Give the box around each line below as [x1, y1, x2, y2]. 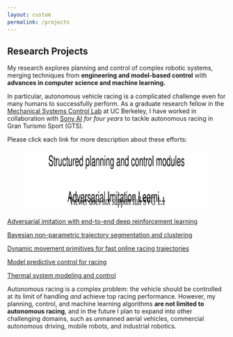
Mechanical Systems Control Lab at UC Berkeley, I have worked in [7, 107, 197, 115]
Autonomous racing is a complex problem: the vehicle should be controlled [7, 285, 222, 293]
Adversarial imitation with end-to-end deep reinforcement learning [7, 217, 198, 226]
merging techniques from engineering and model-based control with [7, 71, 207, 80]
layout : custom [7, 11, 51, 18]
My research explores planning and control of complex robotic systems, [7, 63, 214, 73]
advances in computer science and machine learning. [7, 79, 166, 87]
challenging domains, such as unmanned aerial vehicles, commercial [7, 315, 204, 323]
